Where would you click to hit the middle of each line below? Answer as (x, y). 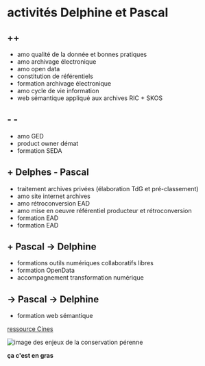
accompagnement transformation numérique (80, 278)
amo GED (31, 136)
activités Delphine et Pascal (88, 13)
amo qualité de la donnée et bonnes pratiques (82, 54)
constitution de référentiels (55, 76)
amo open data (38, 69)
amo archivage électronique (57, 62)
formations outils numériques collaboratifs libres (85, 263)
